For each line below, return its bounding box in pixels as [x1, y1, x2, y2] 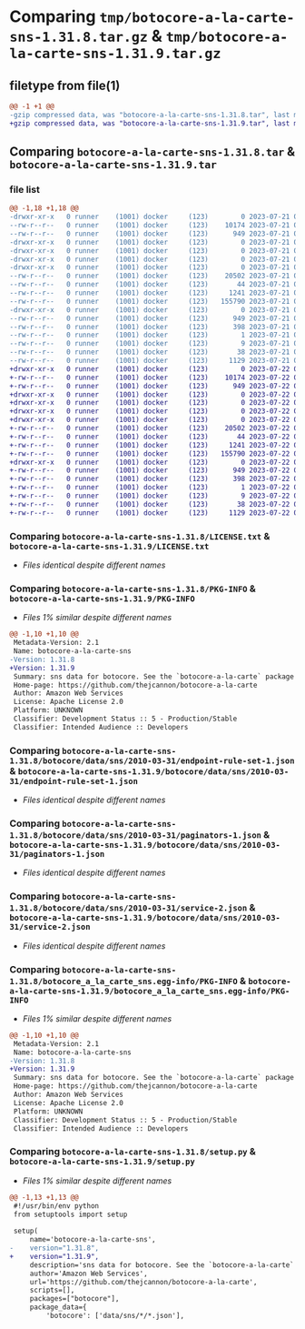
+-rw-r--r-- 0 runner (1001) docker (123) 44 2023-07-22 [9, 432, 290, 441]
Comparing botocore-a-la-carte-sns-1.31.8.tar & [9, 144, 296, 160]
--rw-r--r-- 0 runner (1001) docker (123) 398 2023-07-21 [9, 322, 290, 331]
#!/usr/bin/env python [13, 1201, 100, 1211]
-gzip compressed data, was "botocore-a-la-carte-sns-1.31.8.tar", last [9, 110, 290, 119]
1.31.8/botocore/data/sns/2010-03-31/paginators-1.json [9, 831, 261, 841]
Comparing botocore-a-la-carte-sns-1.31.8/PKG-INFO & [9, 582, 257, 595]
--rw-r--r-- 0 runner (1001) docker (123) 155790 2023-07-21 [9, 297, 290, 306]
